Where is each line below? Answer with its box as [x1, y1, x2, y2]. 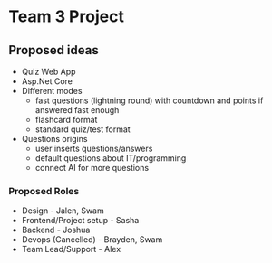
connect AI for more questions [34, 163, 150, 173]
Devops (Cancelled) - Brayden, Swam [21, 234, 163, 245]
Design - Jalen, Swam [21, 205, 105, 216]
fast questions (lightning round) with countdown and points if [34, 95, 264, 106]
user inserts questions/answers [34, 143, 153, 154]
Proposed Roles [8, 184, 80, 197]
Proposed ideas [8, 42, 99, 58]
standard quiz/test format [34, 124, 131, 135]
